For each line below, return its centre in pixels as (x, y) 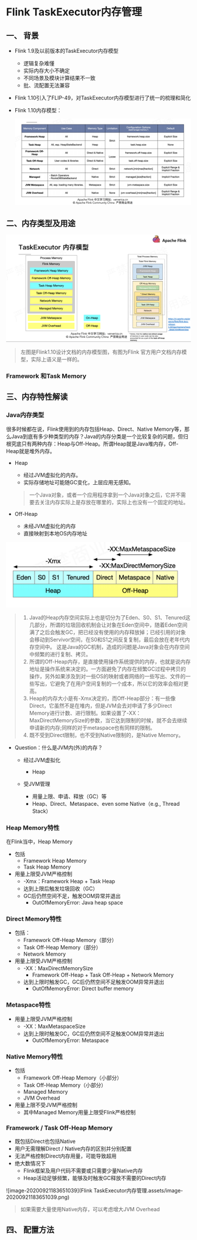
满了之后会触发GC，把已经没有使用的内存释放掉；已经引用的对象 (108, 632)
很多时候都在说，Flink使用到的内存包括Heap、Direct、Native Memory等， (95, 429)
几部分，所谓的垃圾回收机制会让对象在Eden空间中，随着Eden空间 (108, 625)
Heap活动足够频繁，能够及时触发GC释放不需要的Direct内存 (95, 1178)
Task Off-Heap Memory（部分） (62, 947)
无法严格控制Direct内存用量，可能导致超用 (66, 1156)
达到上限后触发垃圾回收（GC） (61, 889)
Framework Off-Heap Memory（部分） (70, 940)
